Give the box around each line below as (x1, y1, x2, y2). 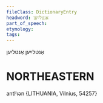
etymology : (6, 26, 34, 32)
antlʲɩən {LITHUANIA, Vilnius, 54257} (6, 90, 98, 98)
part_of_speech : (6, 20, 47, 26)
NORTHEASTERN (6, 69, 95, 83)
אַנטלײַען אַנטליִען (6, 48, 44, 55)
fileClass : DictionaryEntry (6, 9, 78, 15)
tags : (6, 32, 20, 38)
